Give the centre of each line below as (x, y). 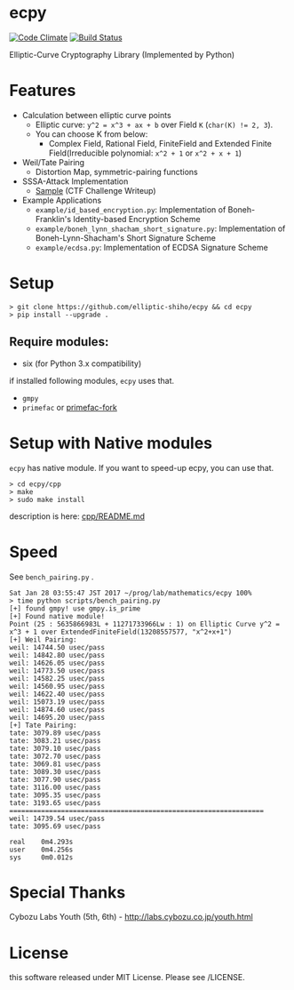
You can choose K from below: (91, 134)
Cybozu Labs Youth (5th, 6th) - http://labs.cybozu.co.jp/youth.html (131, 917)
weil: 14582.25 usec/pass (57, 678)
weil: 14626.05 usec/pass (57, 663)
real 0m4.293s (41, 842)
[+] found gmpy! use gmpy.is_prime (75, 608)
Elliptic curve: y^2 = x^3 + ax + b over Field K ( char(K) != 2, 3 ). (154, 124)
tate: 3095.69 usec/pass (55, 826)
